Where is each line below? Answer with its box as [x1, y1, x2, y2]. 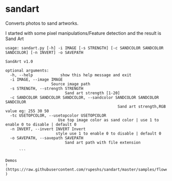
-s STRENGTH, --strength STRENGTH [10, 86, 83, 91]
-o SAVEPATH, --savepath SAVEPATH [10, 135, 83, 140]
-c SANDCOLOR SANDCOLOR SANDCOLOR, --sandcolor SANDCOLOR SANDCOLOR [10, 95, 159, 100]
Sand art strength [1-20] [64, 90, 120, 96]
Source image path [51, 81, 91, 86]
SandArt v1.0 [5, 59, 33, 64]
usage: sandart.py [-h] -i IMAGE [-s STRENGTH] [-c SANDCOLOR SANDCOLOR [5, 45, 164, 50]
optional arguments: [5, 68, 50, 73]
